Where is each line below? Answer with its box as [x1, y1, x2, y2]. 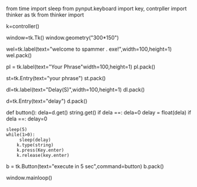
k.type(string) [16, 142, 54, 148]
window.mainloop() [6, 174, 53, 181]
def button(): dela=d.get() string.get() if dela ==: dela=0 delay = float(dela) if [6, 109, 191, 116]
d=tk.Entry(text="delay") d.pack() [6, 97, 88, 104]
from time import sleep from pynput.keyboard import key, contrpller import [6, 5, 187, 12]
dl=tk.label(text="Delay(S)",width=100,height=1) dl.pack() [6, 86, 145, 93]
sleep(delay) [19, 137, 51, 143]
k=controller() [6, 23, 40, 29]
